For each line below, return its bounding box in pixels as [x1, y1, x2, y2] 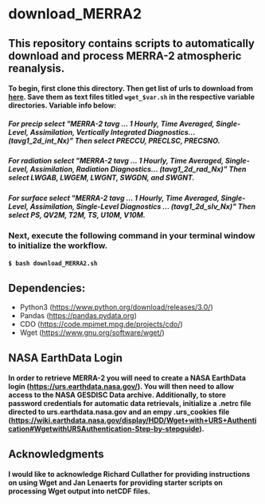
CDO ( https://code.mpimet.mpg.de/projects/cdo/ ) [19, 320, 183, 329]
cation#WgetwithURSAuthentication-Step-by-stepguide [8, 424, 200, 434]
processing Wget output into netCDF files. [8, 486, 151, 496]
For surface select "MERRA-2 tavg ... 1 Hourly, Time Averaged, [8, 193, 220, 203]
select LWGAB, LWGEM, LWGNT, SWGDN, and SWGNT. [8, 173, 195, 183]
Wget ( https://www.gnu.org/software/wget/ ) [19, 328, 165, 337]
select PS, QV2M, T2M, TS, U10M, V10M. [8, 210, 146, 219]
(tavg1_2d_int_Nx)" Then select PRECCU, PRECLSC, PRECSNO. [8, 136, 220, 145]
